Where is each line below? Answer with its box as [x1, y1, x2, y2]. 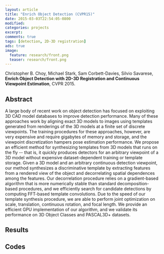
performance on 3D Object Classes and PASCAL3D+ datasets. [5, 212, 131, 218]
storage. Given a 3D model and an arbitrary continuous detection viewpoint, [5, 160, 158, 166]
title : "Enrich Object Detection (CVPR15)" [5, 12, 95, 17]
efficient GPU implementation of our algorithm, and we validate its [5, 207, 138, 212]
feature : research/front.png [9, 52, 69, 58]
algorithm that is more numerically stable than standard [5, 181, 116, 187]
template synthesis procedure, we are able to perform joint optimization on [5, 196, 155, 202]
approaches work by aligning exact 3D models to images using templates [5, 118, 153, 125]
